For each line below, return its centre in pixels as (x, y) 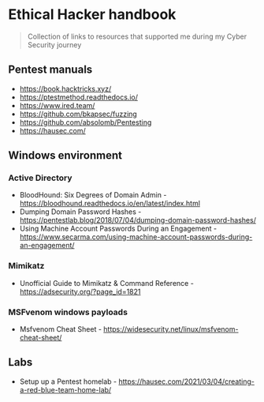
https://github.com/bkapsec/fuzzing (78, 114)
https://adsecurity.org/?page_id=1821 (80, 291)
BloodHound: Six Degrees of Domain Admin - (93, 195)
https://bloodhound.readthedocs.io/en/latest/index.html (110, 204)
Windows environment (65, 156)
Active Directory (40, 178)
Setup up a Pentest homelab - (68, 381)
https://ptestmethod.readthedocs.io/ (78, 97)
